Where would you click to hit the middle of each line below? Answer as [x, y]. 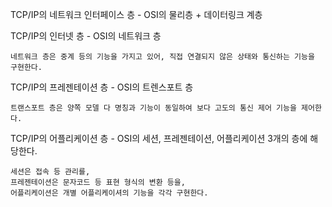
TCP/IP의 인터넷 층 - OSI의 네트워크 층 [86, 36]
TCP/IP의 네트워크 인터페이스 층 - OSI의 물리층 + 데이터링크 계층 [136, 14]
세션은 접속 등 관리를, [50, 172]
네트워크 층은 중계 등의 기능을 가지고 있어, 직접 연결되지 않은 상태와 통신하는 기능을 [162, 57]
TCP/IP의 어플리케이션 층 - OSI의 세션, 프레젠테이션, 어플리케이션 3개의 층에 [159, 138]
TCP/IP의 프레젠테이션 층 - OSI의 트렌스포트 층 [102, 87]
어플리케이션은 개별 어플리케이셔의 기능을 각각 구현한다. [109, 193]
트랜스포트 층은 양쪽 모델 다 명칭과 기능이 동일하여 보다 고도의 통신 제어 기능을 [153, 108]
